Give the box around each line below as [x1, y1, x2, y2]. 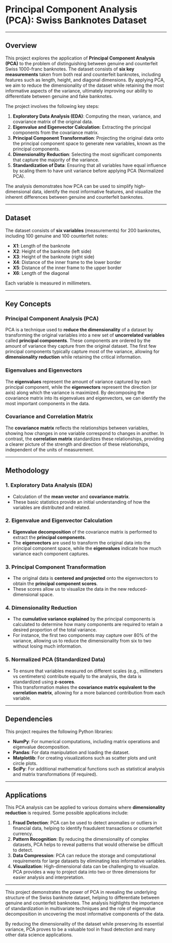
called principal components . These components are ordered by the [5, 337, 151, 344]
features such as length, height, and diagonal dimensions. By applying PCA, [5, 77, 165, 83]
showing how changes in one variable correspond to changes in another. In [5, 430, 164, 436]
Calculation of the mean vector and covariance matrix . [12, 493, 130, 499]
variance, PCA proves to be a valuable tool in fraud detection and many [5, 926, 156, 933]
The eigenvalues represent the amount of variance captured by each [5, 379, 152, 385]
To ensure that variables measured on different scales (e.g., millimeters [12, 668, 163, 674]
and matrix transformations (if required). [12, 771, 98, 777]
